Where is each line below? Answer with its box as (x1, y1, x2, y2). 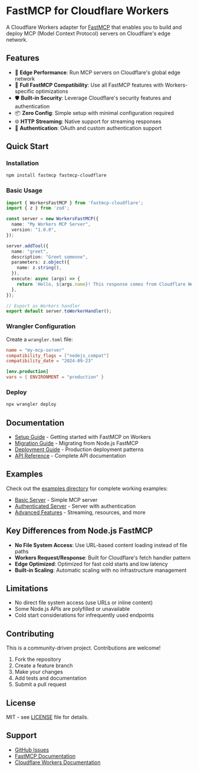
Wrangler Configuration (6, 322, 76, 330)
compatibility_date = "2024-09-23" (6, 358, 94, 364)
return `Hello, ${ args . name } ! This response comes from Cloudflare (16, 281, 186, 287)
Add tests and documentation (14, 674, 87, 681)
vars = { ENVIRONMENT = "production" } (6, 374, 104, 380)
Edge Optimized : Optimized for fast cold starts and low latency (14, 560, 168, 567)
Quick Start (6, 141, 49, 151)
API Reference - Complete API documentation (14, 452, 126, 459)
